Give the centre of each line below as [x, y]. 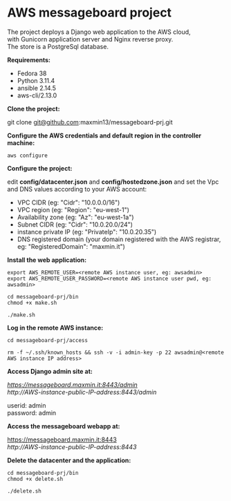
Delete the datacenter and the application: [69, 460]
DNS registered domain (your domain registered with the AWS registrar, [119, 239]
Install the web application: [47, 260]
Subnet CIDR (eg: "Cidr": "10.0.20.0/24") [75, 224]
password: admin [32, 413]
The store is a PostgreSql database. [58, 46]
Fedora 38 [32, 73]
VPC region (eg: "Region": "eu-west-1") [73, 209]
